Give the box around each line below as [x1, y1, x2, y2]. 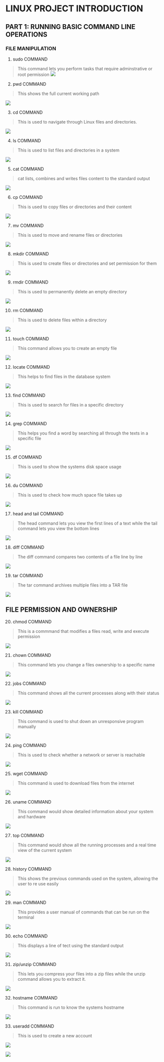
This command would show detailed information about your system [17, 808, 154, 814]
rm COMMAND [12, 307, 44, 313]
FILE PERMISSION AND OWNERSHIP [5, 606, 117, 614]
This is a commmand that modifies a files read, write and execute [17, 628, 149, 634]
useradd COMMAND [12, 1023, 54, 1029]
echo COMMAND [12, 933, 48, 939]
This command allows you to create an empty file [17, 345, 117, 351]
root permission [17, 71, 49, 77]
